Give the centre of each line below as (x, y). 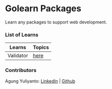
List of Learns (22, 35)
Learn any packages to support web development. (56, 22)
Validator (18, 56)
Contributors (21, 70)
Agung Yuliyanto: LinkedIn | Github (40, 81)
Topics (41, 47)
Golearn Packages (43, 9)
